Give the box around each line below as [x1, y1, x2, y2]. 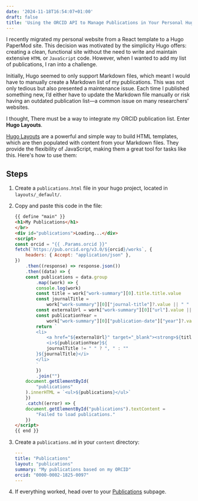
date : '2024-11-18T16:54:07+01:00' [6, 8, 94, 15]
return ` [36, 323, 58, 330]
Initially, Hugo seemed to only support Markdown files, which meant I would [6, 72, 190, 80]
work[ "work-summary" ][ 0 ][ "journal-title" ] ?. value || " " [46, 302, 190, 308]
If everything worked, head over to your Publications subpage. [14, 488, 167, 495]
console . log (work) [36, 285, 81, 291]
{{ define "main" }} [14, 214, 65, 220]
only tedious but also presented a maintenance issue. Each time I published [6, 85, 189, 92]
